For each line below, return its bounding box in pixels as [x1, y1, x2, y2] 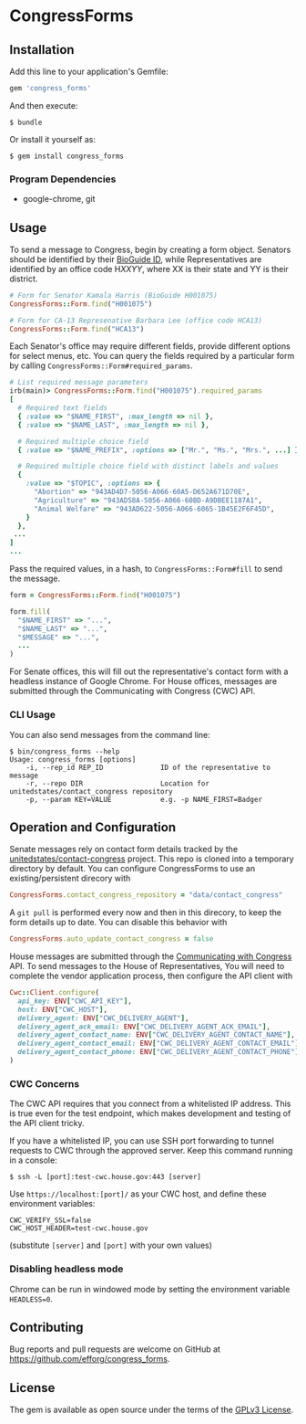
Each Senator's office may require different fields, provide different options [9, 341, 291, 352]
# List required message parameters [9, 378, 148, 387]
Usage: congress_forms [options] [9, 754, 137, 764]
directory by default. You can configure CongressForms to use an [9, 863, 256, 874]
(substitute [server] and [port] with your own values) [9, 1239, 212, 1251]
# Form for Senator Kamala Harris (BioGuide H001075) [9, 290, 219, 300]
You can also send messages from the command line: [9, 729, 211, 740]
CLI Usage [9, 709, 56, 722]
